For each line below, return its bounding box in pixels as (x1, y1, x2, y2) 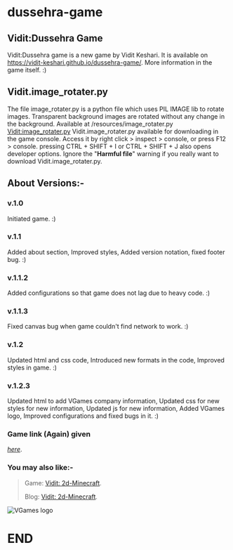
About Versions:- (7, 177, 84, 190)
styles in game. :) (7, 363, 58, 372)
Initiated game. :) (7, 214, 56, 223)
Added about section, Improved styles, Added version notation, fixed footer (7, 247, 226, 256)
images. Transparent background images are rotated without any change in (7, 112, 225, 120)
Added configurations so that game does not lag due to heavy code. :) (7, 289, 211, 297)
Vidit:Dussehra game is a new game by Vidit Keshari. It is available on (7, 51, 208, 59)
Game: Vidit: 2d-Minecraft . (24, 478, 102, 487)
